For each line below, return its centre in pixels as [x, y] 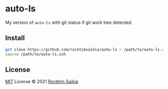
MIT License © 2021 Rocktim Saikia [42, 82]
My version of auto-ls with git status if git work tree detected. [69, 22]
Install [15, 38]
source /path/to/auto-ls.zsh [35, 54]
